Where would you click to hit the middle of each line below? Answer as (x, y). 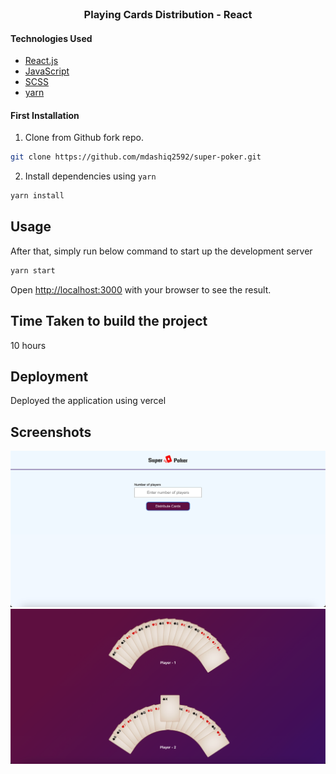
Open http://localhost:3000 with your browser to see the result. (141, 289)
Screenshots (51, 432)
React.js (41, 61)
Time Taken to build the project (109, 321)
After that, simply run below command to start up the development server (161, 251)
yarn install (37, 196)
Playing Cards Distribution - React (168, 14)
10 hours (28, 345)
